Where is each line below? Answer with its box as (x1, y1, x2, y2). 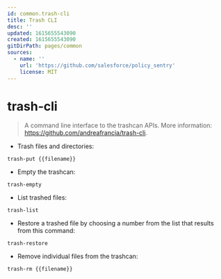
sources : (7, 49, 33, 56)
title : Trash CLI (7, 17, 58, 24)
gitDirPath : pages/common (7, 42, 82, 49)
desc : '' (7, 23, 33, 30)
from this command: (17, 227, 75, 235)
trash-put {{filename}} (7, 156, 76, 163)
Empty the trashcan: (17, 168, 76, 176)
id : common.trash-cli (7, 10, 70, 17)
